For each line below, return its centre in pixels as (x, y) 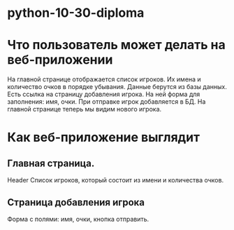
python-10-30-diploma (76, 13)
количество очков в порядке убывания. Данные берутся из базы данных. (117, 87)
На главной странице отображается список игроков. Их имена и (104, 79)
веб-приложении (60, 60)
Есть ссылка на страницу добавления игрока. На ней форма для (104, 94)
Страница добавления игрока (76, 202)
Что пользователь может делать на (116, 45)
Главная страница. (51, 163)
